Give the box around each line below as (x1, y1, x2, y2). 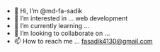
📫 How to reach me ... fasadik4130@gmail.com (13, 37, 154, 45)
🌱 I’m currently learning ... (13, 22, 90, 30)
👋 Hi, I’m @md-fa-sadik (13, 7, 83, 15)
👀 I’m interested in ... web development (13, 14, 128, 22)
